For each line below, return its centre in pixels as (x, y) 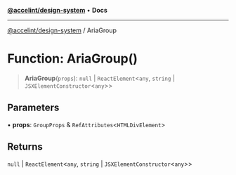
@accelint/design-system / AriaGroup (62, 30)
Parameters (33, 108)
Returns (25, 147)
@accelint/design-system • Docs (57, 10)
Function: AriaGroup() (73, 59)
